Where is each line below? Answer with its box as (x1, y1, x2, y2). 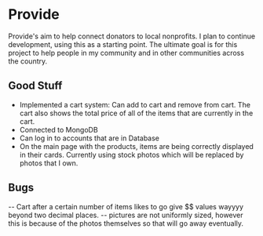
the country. (8, 56, 48, 66)
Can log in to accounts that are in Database (19, 133, 159, 143)
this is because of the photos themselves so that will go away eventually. (8, 218, 244, 228)
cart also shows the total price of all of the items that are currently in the (19, 108, 254, 118)
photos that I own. (19, 158, 79, 168)
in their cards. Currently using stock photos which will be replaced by (19, 150, 244, 159)
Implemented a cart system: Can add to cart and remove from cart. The (19, 100, 251, 109)
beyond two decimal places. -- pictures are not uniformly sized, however (8, 210, 243, 220)
